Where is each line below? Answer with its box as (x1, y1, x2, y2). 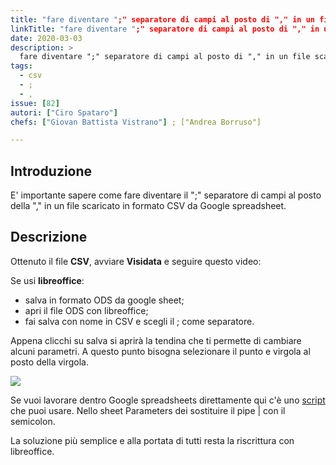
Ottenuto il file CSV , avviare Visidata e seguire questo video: (10, 255, 262, 267)
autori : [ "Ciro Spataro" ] (10, 107, 118, 118)
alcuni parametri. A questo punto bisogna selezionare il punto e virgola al (10, 345, 311, 357)
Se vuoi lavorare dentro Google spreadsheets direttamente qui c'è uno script (10, 394, 326, 406)
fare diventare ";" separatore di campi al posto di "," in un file (19, 52, 311, 62)
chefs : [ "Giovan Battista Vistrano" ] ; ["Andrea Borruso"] (10, 117, 262, 127)
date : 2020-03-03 (10, 33, 83, 43)
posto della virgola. (10, 356, 90, 368)
